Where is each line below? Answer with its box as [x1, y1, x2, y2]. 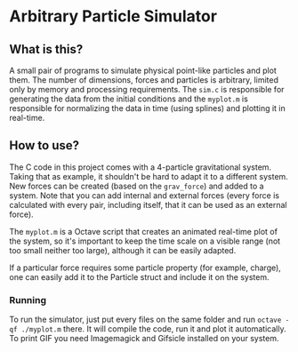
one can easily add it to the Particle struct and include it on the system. [9, 271, 270, 282]
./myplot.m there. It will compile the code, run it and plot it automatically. [20, 324, 286, 334]
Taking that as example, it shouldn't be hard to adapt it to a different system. [9, 171, 289, 181]
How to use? [9, 138, 80, 153]
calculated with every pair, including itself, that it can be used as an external [9, 199, 287, 210]
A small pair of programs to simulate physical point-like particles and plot [9, 65, 278, 76]
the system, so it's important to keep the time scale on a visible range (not [9, 236, 281, 246]
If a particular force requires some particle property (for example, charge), [9, 262, 282, 273]
